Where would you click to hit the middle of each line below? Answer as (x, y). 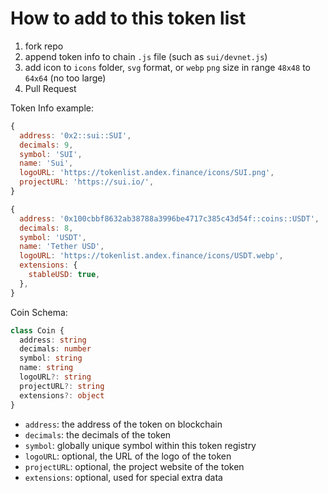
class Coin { (37, 330)
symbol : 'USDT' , (53, 237)
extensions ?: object (62, 395)
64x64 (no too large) (65, 78)
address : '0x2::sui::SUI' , (75, 135)
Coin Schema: (39, 312)
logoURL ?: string (55, 377)
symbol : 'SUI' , (51, 154)
